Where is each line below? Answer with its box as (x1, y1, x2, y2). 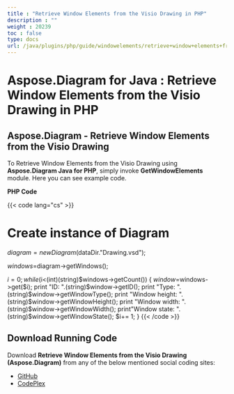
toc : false (7, 29, 42, 37)
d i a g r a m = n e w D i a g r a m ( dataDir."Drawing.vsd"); (7, 248, 146, 256)
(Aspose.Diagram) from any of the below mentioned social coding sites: (7, 358, 216, 366)
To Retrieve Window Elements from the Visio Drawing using (7, 159, 178, 167)
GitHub (17, 372, 38, 380)
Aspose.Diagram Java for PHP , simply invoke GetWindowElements (7, 166, 203, 175)
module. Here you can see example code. (7, 174, 127, 182)
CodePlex (17, 379, 45, 387)
